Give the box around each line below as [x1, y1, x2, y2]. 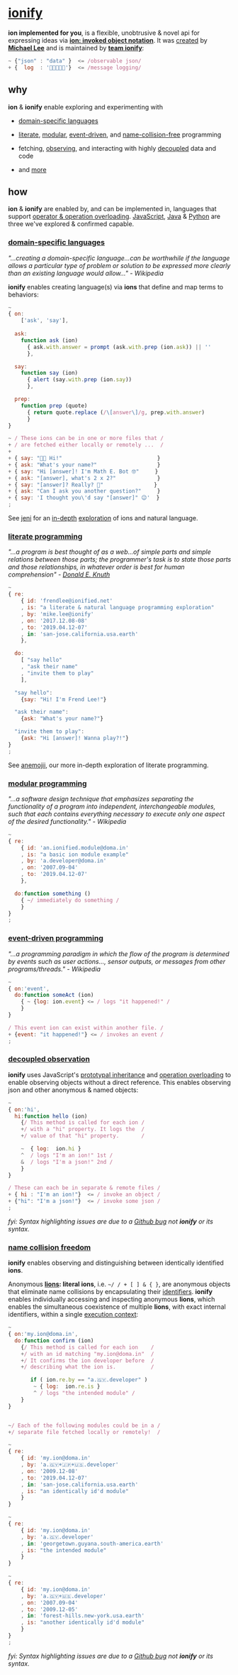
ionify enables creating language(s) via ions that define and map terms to [8, 282, 224, 291]
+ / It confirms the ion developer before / [21, 1356, 154, 1364]
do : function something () [14, 890, 91, 897]
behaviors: [8, 290, 40, 299]
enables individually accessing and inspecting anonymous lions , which [8, 1295, 215, 1304]
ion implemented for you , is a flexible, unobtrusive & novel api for [8, 28, 200, 37]
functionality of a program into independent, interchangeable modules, [8, 802, 216, 810]
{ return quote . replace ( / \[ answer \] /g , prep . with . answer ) [26, 409, 205, 416]
